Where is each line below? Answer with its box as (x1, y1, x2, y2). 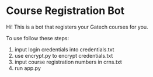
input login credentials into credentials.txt (14, 45, 114, 53)
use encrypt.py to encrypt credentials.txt (14, 52, 113, 59)
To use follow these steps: (6, 34, 69, 41)
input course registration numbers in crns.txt (14, 58, 123, 65)
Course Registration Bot (6, 4, 124, 17)
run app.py (14, 64, 41, 71)
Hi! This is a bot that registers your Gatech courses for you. (6, 23, 148, 30)
